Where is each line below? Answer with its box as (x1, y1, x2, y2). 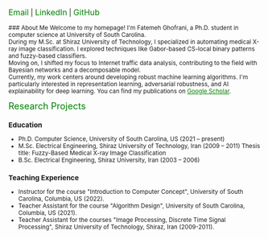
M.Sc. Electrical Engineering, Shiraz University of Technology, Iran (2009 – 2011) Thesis (18, 142, 261, 150)
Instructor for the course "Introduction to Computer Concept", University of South (18, 188, 244, 196)
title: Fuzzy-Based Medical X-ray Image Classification (18, 149, 167, 158)
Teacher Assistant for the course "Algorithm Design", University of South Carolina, (18, 202, 245, 210)
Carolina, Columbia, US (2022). (18, 195, 105, 204)
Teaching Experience (8, 173, 79, 182)
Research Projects (8, 100, 86, 112)
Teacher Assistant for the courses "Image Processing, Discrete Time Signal (18, 216, 226, 225)
